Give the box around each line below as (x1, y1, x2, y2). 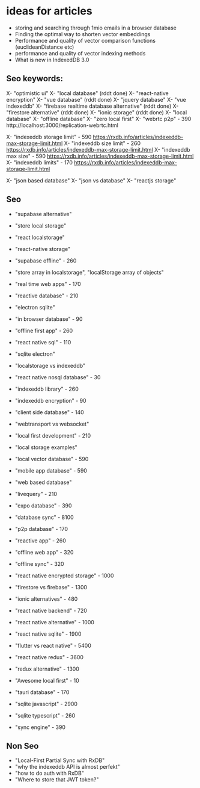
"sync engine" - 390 (14, 724, 66, 731)
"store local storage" (14, 222, 67, 229)
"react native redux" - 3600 (14, 653, 84, 660)
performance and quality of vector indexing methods (14, 49, 146, 57)
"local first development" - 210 (14, 432, 91, 439)
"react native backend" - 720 (14, 607, 87, 614)
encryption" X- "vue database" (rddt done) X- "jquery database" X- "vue (6, 96, 186, 103)
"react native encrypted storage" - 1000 (14, 572, 114, 579)
